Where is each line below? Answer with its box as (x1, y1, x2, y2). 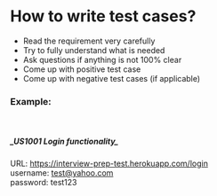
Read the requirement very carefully (22, 35, 156, 46)
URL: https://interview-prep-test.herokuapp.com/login (10, 158, 208, 169)
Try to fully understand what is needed (22, 44, 165, 55)
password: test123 (10, 177, 77, 188)
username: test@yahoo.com (10, 168, 114, 178)
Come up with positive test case (22, 64, 141, 74)
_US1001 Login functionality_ (10, 136, 119, 146)
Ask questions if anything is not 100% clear (22, 54, 182, 65)
